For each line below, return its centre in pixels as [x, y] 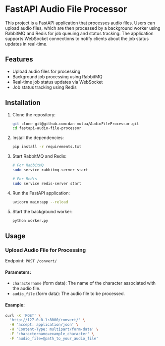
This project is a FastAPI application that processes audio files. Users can [80, 23]
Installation [23, 103]
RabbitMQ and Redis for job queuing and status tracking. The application [79, 33]
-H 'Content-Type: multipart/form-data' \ [54, 329]
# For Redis [25, 179]
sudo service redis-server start [47, 183]
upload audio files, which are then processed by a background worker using [83, 28]
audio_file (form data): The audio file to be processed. [69, 294]
